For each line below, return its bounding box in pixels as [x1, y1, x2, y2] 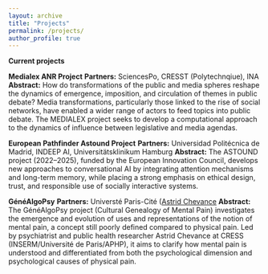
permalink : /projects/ [8, 27, 84, 35]
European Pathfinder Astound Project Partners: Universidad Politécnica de [8, 138, 260, 149]
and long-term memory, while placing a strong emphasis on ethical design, [8, 173, 256, 182]
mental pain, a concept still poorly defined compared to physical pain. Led [8, 223, 254, 232]
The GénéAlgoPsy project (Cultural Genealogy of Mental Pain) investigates [8, 206, 255, 215]
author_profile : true [8, 34, 81, 43]
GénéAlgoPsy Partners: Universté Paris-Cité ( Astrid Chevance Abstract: [8, 197, 251, 207]
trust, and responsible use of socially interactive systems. [8, 182, 199, 191]
